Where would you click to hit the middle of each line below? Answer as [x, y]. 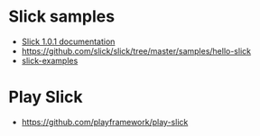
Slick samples [61, 17]
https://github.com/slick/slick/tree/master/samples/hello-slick [136, 50]
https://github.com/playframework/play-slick [105, 122]
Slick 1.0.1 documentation [68, 41]
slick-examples [50, 60]
